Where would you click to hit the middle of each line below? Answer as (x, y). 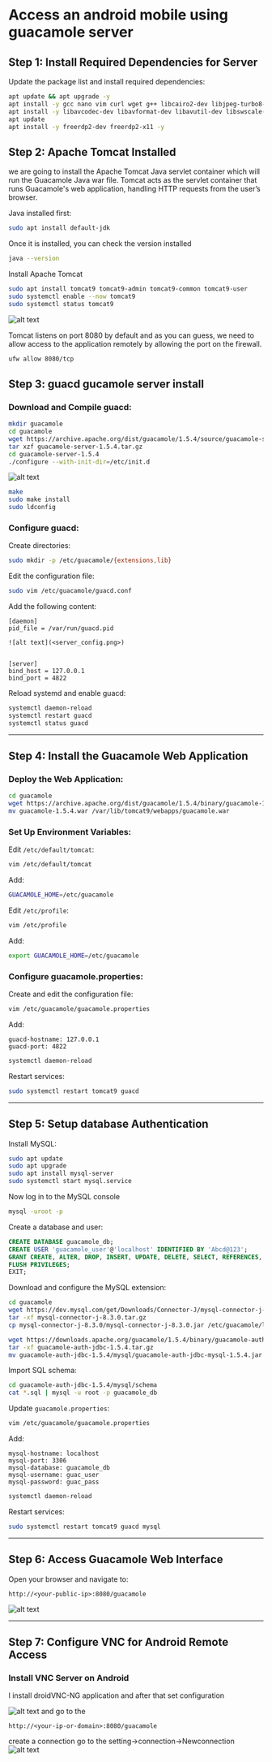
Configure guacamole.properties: (76, 976)
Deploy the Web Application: (66, 779)
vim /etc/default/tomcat (50, 865)
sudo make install (39, 500)
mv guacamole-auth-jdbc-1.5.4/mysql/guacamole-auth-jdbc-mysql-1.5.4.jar (136, 1355)
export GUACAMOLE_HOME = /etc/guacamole (74, 956)
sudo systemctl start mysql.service (70, 1181)
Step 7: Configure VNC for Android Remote (119, 1642)
